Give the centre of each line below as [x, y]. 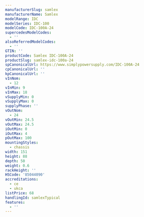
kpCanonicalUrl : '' [25, 74]
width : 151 [16, 152]
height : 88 [16, 156]
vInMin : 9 [15, 88]
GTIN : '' [14, 51]
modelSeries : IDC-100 [27, 23]
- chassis [19, 147]
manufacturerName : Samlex [31, 14]
